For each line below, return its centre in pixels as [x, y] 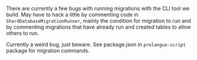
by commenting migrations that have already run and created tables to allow [99, 27]
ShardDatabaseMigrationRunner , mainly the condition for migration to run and [99, 21]
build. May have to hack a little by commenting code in [72, 15]
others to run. [23, 33]
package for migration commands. [48, 51]
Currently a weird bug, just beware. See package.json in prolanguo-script [96, 44]
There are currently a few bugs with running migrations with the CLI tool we [98, 8]
